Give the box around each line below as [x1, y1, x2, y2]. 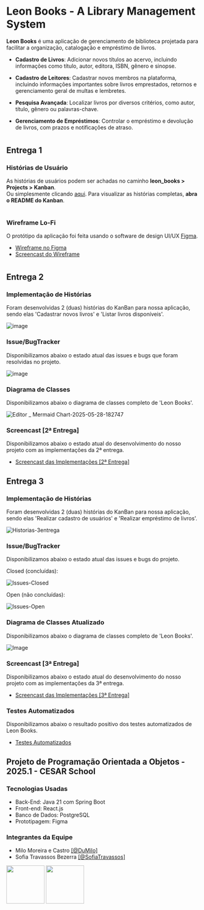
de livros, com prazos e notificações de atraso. [15, 123, 133, 131]
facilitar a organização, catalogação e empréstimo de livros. [6, 44, 157, 51]
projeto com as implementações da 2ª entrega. [6, 446, 124, 454]
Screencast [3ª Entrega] [6, 659, 79, 668]
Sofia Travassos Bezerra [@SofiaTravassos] [15, 853, 126, 861]
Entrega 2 [6, 272, 44, 282]
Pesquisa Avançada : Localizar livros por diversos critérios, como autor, [15, 99, 195, 106]
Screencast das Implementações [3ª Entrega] [15, 691, 130, 699]
